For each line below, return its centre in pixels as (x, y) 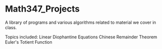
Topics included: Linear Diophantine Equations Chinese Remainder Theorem (81, 37)
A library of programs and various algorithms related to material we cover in (81, 22)
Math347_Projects (42, 9)
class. (11, 27)
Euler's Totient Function (29, 42)
